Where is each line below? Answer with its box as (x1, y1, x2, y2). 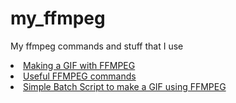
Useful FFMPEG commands (23, 70, 137, 82)
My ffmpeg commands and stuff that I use (10, 40, 184, 52)
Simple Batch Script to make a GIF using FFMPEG (23, 80, 227, 92)
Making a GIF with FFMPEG (23, 59, 136, 71)
